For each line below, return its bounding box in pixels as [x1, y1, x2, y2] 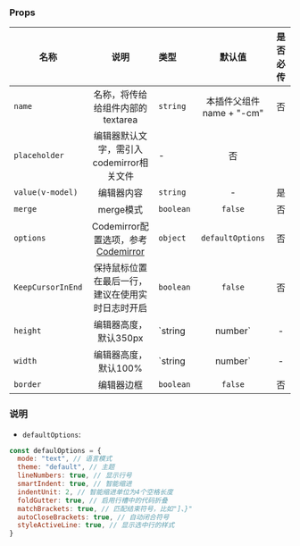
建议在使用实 [93, 289, 147, 301]
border [13, 380, 42, 390]
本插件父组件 [205, 96, 261, 108]
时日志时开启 [93, 302, 147, 315]
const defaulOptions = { [9, 446, 102, 455]
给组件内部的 [93, 102, 147, 114]
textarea [103, 113, 138, 126]
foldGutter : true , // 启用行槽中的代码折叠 [17, 496, 168, 505]
